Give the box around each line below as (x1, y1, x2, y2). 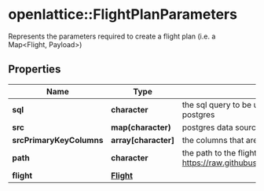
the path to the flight (181, 147, 257, 158)
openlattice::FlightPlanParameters (8, 6, 238, 24)
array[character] (111, 134, 175, 145)
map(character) (111, 122, 171, 133)
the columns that (181, 134, 244, 145)
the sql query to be (181, 99, 252, 110)
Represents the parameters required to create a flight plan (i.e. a (8, 31, 216, 41)
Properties (8, 63, 61, 76)
